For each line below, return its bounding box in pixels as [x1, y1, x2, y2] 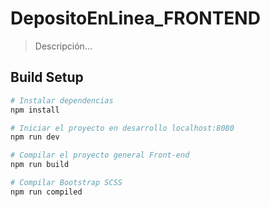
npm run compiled [10, 187, 83, 197]
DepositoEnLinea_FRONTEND [10, 7, 261, 30]
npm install [10, 105, 60, 115]
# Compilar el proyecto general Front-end [10, 150, 190, 161]
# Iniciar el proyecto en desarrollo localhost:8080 [10, 123, 235, 133]
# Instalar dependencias [10, 95, 114, 106]
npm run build [10, 160, 70, 170]
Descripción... [34, 40, 93, 52]
